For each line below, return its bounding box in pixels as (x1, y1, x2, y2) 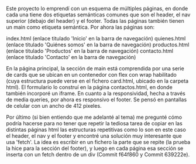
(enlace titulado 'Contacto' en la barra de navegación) (6, 54, 136, 60)
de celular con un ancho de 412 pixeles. (6, 102, 102, 109)
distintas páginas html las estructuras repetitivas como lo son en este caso (6, 126, 186, 133)
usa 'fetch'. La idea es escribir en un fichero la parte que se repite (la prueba (6, 139, 191, 145)
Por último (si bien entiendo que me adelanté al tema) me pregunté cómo (6, 114, 183, 121)
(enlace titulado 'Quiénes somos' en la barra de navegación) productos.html (6, 41, 190, 48)
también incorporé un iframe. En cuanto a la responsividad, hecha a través (6, 90, 185, 97)
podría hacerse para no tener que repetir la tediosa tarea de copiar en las (6, 120, 183, 127)
